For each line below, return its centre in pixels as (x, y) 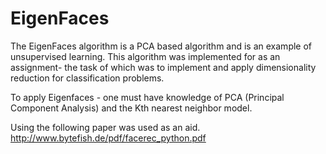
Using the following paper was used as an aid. (105, 127)
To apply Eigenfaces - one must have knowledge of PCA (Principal (147, 97)
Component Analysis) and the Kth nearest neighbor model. (131, 108)
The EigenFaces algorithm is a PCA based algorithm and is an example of (161, 46)
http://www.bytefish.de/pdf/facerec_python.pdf (108, 138)
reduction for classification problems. (87, 78)
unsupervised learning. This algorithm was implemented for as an (145, 56)
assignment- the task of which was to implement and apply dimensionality (163, 67)
